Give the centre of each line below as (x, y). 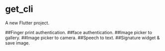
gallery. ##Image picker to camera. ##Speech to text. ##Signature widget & (82, 38)
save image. (18, 43)
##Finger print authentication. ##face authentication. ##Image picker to (79, 32)
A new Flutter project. (27, 23)
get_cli (19, 9)
